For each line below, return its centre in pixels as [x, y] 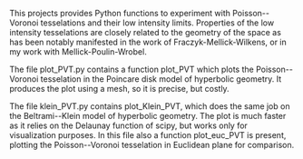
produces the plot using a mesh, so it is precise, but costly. [119, 89]
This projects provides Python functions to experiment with [120, 13]
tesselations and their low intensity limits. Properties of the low [157, 23]
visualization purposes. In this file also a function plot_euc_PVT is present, [148, 135]
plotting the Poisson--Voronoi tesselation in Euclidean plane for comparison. [152, 145]
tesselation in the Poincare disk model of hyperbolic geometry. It [161, 79]
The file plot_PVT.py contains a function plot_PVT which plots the [132, 69]
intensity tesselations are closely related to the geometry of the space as [145, 32]
